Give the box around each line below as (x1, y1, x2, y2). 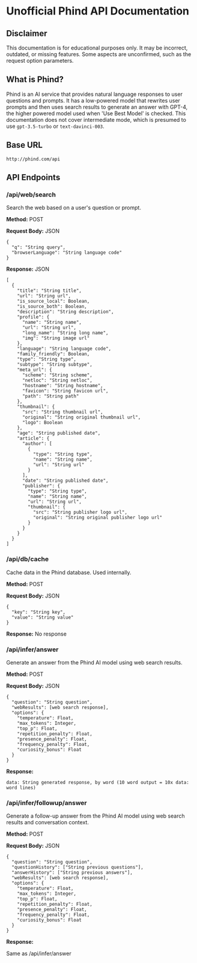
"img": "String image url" (22, 335, 90, 341)
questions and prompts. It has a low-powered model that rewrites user (6, 96, 180, 104)
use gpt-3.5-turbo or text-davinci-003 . (6, 122, 105, 130)
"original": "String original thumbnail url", (22, 414, 141, 420)
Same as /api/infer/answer (6, 950, 71, 957)
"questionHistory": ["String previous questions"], (11, 864, 144, 871)
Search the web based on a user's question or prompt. (6, 204, 141, 212)
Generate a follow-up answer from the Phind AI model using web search (6, 812, 185, 819)
